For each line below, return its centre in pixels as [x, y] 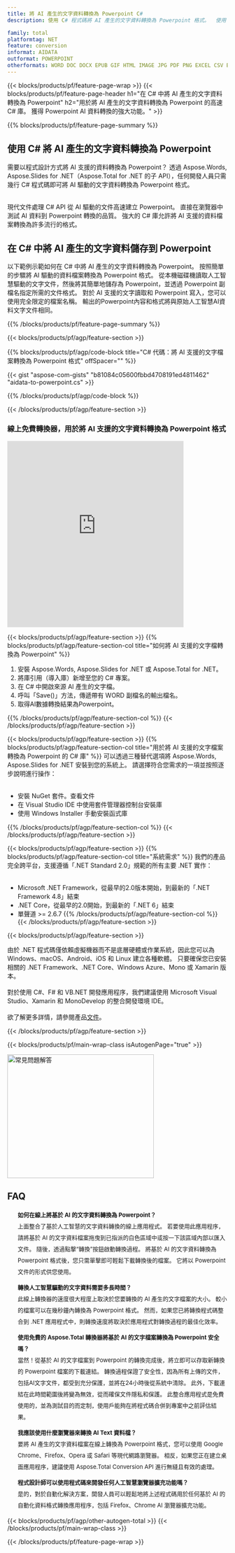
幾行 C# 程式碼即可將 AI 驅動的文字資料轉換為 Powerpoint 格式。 [100, 184]
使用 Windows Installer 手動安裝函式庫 [72, 813]
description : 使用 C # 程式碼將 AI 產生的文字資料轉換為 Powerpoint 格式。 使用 [117, 20]
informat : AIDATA [33, 52]
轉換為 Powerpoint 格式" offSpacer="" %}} [74, 361]
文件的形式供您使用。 [46, 1272]
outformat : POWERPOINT [40, 59]
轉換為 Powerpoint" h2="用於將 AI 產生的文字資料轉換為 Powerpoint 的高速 [115, 102]
